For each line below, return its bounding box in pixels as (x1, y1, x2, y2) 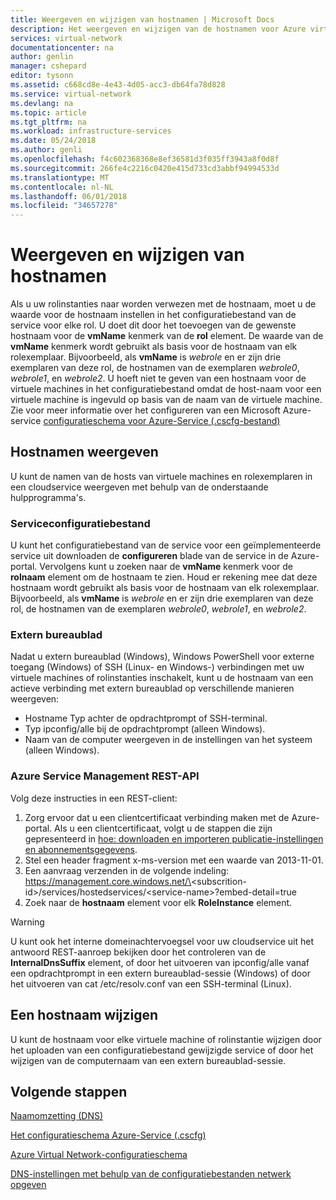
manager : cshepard (10, 61, 87, 71)
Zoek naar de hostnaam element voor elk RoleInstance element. (24, 896, 293, 908)
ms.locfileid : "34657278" (10, 201, 118, 211)
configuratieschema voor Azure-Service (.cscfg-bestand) (43, 415, 281, 427)
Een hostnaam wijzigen (10, 1007, 159, 1024)
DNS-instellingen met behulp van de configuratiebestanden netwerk (10, 1168, 292, 1180)
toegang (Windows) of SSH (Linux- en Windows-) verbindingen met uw (10, 661, 305, 673)
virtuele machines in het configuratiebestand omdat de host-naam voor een (10, 383, 322, 395)
